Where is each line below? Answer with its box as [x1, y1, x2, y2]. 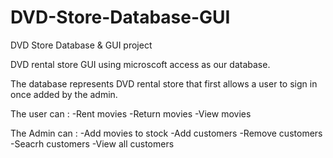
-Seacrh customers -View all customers [10, 137, 175, 150]
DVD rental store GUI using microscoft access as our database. [10, 58, 271, 70]
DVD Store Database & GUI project [10, 39, 153, 51]
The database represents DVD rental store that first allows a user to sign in [10, 77, 318, 90]
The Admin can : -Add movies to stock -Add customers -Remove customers [10, 127, 323, 139]
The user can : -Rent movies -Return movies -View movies [10, 107, 252, 120]
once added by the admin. [10, 88, 118, 100]
